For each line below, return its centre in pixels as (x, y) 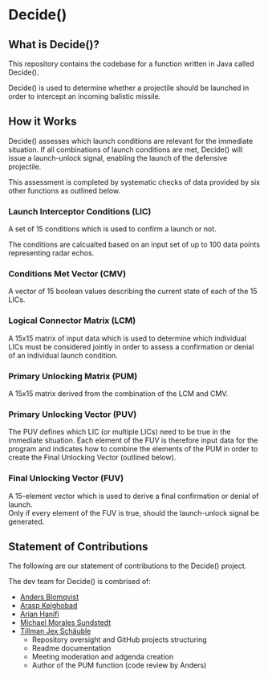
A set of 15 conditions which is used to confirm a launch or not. (112, 229)
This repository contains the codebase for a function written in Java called (131, 63)
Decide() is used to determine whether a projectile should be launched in (129, 88)
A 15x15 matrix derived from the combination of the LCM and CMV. (118, 394)
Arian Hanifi (39, 614)
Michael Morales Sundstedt (65, 623)
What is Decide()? (54, 45)
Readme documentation (71, 648)
